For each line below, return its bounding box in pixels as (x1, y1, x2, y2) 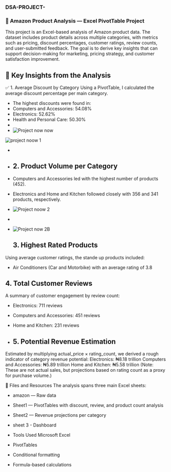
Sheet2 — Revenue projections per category (12, 412, 106, 418)
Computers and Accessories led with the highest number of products (12, 175, 158, 182)
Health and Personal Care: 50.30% (12, 117, 86, 123)
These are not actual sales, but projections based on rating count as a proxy (5, 367, 165, 373)
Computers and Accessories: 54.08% (12, 106, 92, 112)
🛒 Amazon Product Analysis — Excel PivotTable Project (5, 17, 144, 24)
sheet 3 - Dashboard (12, 422, 57, 428)
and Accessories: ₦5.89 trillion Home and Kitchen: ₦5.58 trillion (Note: (5, 362, 154, 368)
